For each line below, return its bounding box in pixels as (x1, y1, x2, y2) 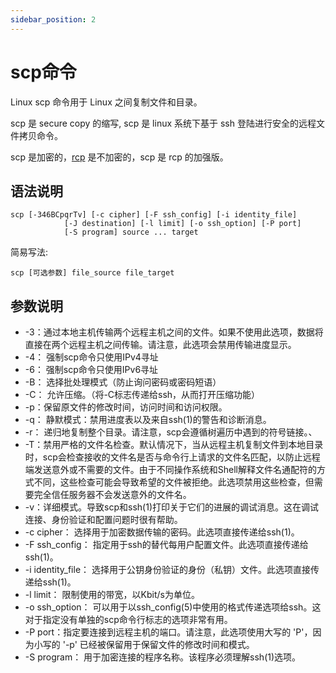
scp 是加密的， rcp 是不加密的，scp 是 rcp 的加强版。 (10, 151, 229, 163)
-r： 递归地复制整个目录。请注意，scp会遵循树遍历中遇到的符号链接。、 (24, 426, 318, 438)
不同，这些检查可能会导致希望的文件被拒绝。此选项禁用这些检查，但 (33, 476, 315, 488)
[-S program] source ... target (63, 227, 199, 238)
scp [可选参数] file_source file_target (10, 268, 175, 278)
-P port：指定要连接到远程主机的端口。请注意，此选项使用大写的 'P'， (24, 626, 313, 638)
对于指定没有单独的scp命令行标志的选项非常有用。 (24, 614, 233, 626)
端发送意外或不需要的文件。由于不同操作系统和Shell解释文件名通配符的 (24, 464, 317, 476)
